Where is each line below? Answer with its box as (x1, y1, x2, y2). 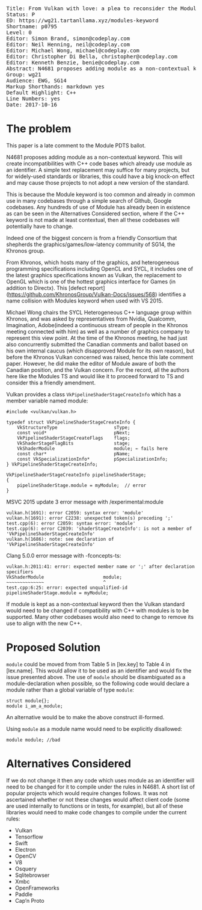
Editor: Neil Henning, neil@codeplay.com (6, 42, 130, 48)
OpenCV (14, 852, 37, 859)
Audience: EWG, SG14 (6, 78, 67, 84)
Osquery (14, 865, 37, 872)
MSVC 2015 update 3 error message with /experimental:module (6, 498, 164, 505)
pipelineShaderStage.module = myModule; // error (17, 482, 147, 488)
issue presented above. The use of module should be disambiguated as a (6, 673, 186, 680)
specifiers (6, 568, 34, 575)
